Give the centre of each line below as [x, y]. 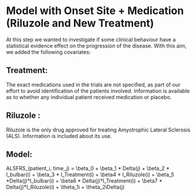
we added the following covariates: [48, 52]
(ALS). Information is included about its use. [59, 136]
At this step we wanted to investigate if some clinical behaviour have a [91, 39]
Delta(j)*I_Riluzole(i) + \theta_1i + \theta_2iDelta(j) [65, 187]
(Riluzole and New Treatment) [80, 23]
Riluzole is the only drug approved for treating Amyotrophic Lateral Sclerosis [98, 130]
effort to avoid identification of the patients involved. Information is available [98, 91]
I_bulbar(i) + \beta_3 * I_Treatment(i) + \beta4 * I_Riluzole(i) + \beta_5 [90, 175]
